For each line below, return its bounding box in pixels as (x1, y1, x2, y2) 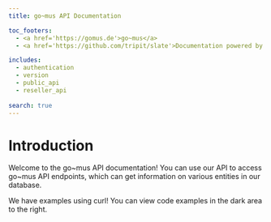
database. (8, 180, 42, 190)
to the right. (8, 204, 48, 215)
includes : (8, 56, 42, 65)
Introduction (8, 136, 94, 155)
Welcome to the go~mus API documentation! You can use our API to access (8, 163, 262, 173)
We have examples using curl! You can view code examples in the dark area (8, 196, 262, 206)
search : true (8, 101, 53, 109)
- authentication (15, 64, 75, 72)
